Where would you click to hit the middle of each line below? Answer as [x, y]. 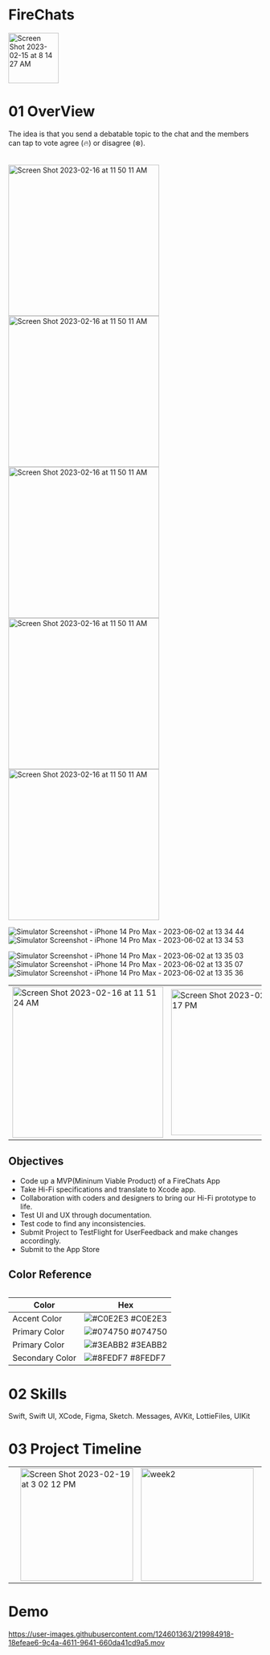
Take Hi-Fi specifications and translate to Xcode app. [108, 1189]
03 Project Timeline [75, 1449]
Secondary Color [44, 1358]
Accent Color [37, 1319]
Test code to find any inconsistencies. [83, 1223]
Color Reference [50, 1274]
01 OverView [52, 112]
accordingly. [41, 1240]
